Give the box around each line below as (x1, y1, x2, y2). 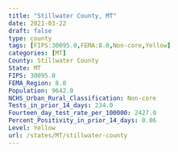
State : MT (8, 64, 42, 72)
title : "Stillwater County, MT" (8, 11, 117, 20)
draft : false (8, 27, 52, 35)
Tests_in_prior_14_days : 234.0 (8, 101, 114, 109)
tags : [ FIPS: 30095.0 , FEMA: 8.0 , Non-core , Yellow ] (8, 42, 172, 50)
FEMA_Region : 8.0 (8, 79, 67, 87)
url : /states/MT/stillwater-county (8, 131, 128, 139)
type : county (8, 34, 52, 43)
